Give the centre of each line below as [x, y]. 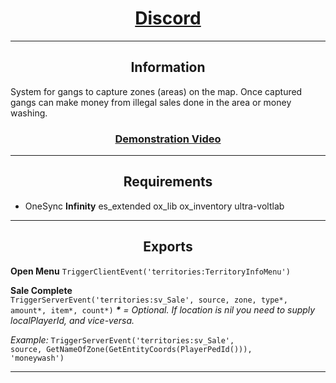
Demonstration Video [168, 139]
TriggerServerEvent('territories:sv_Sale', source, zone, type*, [149, 300]
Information [168, 67]
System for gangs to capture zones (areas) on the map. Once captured [156, 91]
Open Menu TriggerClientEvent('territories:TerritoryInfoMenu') [150, 271]
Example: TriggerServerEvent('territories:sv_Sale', [122, 339]
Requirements [168, 182]
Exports [168, 247]
